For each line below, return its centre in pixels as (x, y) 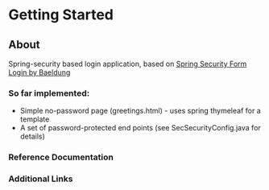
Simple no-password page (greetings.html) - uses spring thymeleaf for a (140, 111)
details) (33, 136)
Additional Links (41, 179)
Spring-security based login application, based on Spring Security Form (128, 64)
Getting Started (61, 15)
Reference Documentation (61, 157)
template (35, 119)
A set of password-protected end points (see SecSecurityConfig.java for (141, 128)
